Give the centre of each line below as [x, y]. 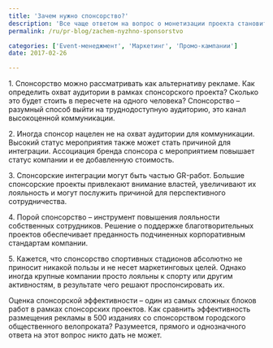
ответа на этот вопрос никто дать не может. [85, 335]
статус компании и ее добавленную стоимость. [91, 160]
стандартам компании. [48, 243]
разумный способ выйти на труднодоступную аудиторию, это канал [127, 110]
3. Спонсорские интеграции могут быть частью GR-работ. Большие [127, 176]
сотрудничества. [38, 202]
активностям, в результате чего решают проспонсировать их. [117, 285]
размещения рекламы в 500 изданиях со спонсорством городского [127, 318]
